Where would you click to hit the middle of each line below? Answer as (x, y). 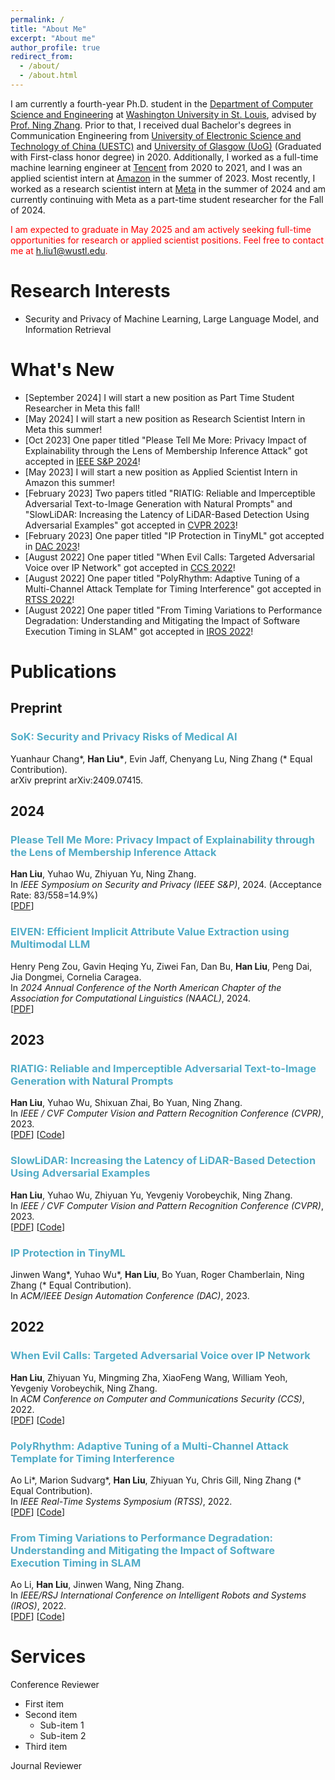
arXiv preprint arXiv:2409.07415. (77, 780)
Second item (51, 1715)
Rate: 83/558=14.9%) (54, 895)
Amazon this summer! (69, 482)
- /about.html (48, 76)
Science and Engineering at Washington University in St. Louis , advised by (163, 114)
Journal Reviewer (46, 1766)
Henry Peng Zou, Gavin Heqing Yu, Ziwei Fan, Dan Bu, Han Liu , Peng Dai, (161, 966)
